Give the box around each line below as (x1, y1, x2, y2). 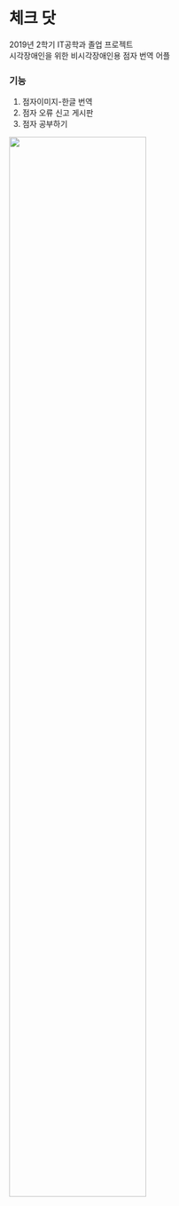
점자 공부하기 (21, 119, 68, 130)
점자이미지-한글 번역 (21, 97, 93, 107)
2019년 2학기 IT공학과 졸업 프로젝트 (9, 39, 134, 50)
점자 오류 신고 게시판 (21, 107, 94, 118)
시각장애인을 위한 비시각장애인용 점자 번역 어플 (9, 50, 171, 60)
